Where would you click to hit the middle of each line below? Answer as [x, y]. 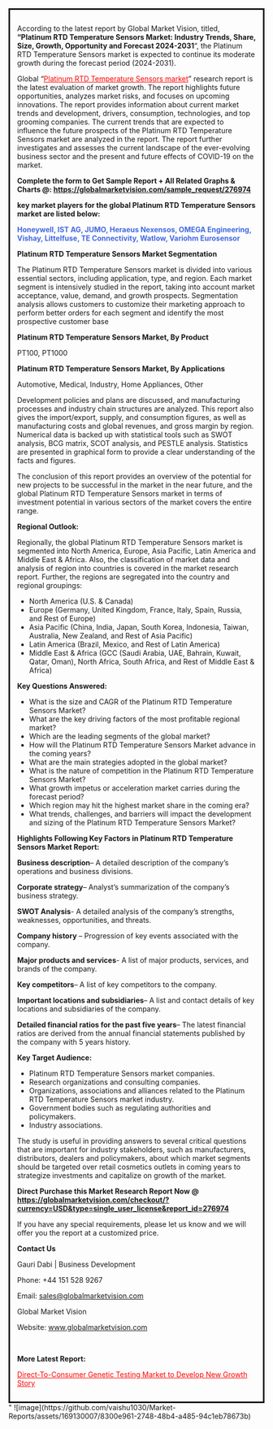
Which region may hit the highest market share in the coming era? [139, 805]
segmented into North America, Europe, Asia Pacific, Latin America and [136, 551]
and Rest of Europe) [62, 618]
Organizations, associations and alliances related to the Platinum [137, 1091]
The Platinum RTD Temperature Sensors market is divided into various [135, 270]
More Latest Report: [52, 1359]
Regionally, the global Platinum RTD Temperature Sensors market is [130, 542]
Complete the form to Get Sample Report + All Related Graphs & [126, 181]
